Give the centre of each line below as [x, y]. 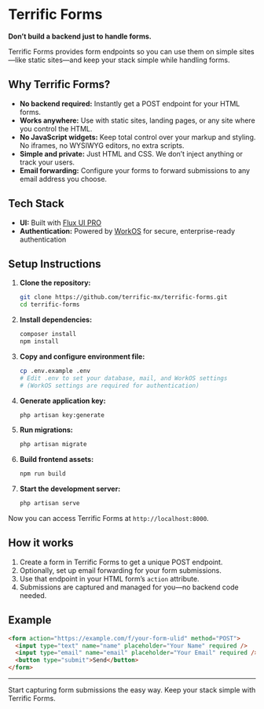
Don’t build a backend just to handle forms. [80, 36]
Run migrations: [46, 430]
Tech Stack [36, 203]
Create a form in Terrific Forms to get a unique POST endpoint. [121, 562]
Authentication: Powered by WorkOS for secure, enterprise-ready [127, 231]
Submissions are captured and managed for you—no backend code [129, 587]
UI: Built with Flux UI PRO [60, 223]
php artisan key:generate [62, 415]
